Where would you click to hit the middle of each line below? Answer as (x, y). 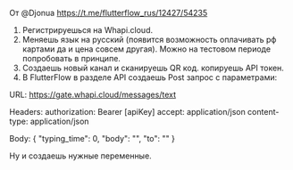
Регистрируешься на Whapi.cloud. (88, 30)
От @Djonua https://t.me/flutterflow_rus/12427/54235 (109, 13)
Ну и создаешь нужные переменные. (80, 156)
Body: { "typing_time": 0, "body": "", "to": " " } (92, 138)
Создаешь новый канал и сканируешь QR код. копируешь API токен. (153, 68)
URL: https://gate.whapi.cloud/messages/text (93, 94)
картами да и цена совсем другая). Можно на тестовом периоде (146, 49)
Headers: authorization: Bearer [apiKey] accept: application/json (127, 112)
